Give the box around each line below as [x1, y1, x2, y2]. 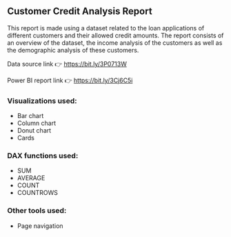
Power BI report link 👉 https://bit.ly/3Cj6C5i [7, 76, 133, 84]
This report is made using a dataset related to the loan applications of [7, 23, 205, 32]
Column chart [17, 119, 57, 127]
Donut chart [17, 126, 52, 135]
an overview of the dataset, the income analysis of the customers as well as [7, 38, 223, 47]
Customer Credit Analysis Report [7, 6, 153, 17]
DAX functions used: [7, 151, 79, 161]
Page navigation [17, 221, 63, 230]
